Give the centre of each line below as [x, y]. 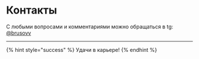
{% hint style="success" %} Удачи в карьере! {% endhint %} [82, 50]
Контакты [32, 10]
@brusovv [19, 32]
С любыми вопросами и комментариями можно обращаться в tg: [90, 27]
